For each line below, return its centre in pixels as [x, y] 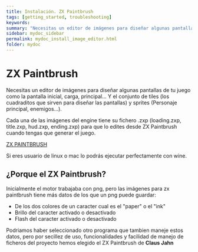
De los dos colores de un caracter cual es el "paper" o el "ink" [90, 206]
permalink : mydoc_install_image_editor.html [62, 39]
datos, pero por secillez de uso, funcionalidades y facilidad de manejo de [95, 236]
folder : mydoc [24, 45]
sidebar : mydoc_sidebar [35, 34]
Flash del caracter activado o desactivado [65, 218]
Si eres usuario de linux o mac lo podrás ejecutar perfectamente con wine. [97, 156]
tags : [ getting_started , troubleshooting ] [59, 17]
